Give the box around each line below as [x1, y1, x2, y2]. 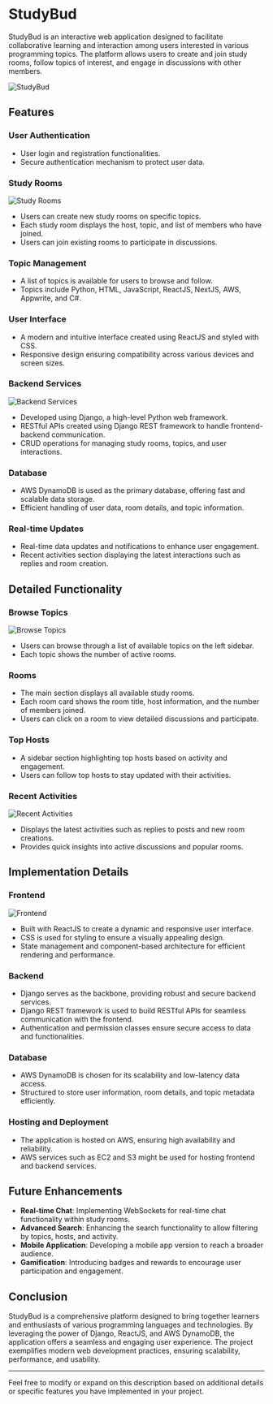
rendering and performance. [19, 949, 115, 959]
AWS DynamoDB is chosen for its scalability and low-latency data [19, 1070, 240, 1080]
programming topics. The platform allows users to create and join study [8, 49, 248, 58]
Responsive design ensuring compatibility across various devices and [19, 349, 254, 359]
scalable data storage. [19, 495, 95, 504]
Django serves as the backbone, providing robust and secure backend [19, 988, 256, 998]
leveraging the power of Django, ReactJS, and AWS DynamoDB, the [8, 1328, 236, 1338]
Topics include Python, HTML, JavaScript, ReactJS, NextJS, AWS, [19, 285, 242, 295]
